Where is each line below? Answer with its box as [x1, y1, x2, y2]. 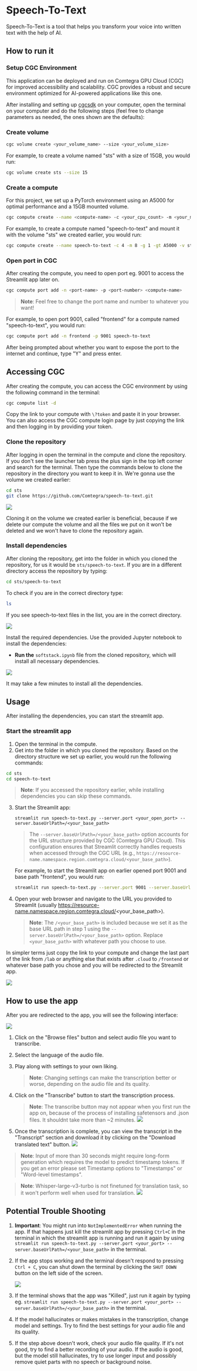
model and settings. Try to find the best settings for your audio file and [14, 1322, 186, 1329]
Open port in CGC [6, 256, 57, 265]
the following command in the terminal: [6, 388, 101, 396]
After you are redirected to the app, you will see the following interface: [6, 1011, 178, 1018]
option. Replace [125, 932, 163, 939]
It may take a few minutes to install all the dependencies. [6, 680, 143, 687]
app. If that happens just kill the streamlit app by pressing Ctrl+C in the [14, 1228, 186, 1235]
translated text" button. [14, 1141, 71, 1148]
